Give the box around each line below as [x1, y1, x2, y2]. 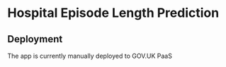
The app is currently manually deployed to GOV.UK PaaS [7, 51, 172, 60]
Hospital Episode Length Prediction [7, 5, 220, 21]
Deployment [7, 33, 63, 45]
